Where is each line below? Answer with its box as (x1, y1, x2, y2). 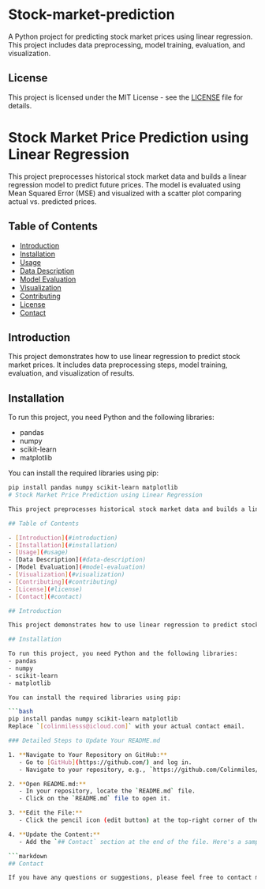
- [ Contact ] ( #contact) (8, 592, 83, 600)
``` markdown (8, 852, 47, 860)
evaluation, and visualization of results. (8, 369, 135, 378)
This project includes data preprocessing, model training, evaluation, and (8, 40, 246, 49)
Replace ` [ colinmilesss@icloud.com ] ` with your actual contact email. (8, 722, 245, 731)
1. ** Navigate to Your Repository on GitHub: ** (8, 751, 168, 758)
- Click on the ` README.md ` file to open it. (18, 795, 171, 803)
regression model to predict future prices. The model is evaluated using (8, 180, 241, 189)
